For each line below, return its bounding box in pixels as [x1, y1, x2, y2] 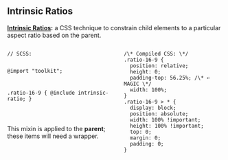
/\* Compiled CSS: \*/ [123, 50, 189, 57]
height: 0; [130, 68, 161, 75]
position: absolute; [130, 110, 189, 117]
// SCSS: [7, 50, 32, 57]
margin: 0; [130, 134, 161, 141]
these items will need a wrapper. [7, 132, 99, 140]
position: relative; [130, 62, 189, 69]
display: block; [130, 104, 176, 111]
